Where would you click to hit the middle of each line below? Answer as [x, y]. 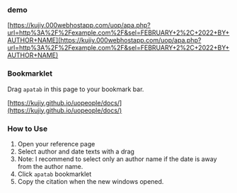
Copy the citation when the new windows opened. [91, 181]
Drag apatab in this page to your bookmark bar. [76, 89]
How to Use [28, 129]
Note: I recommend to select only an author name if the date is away [117, 159]
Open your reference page [56, 144]
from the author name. [50, 166]
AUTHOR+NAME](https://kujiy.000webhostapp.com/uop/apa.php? [104, 40]
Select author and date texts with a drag [76, 151]
